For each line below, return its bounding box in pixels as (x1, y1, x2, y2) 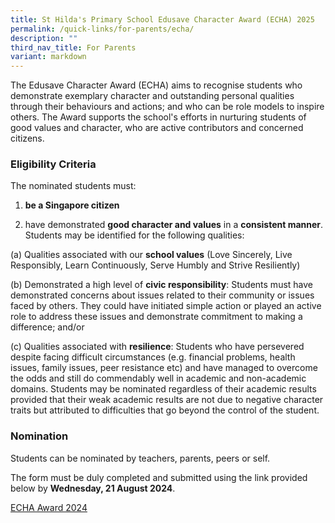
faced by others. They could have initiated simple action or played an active (10, 300, 322, 312)
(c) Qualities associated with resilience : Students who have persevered (10, 341, 305, 353)
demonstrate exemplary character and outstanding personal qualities (10, 90, 295, 102)
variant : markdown (10, 52, 87, 62)
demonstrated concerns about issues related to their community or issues (10, 289, 315, 301)
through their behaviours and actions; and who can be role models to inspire (10, 101, 325, 113)
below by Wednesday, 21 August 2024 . (10, 482, 176, 494)
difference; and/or (10, 321, 85, 333)
